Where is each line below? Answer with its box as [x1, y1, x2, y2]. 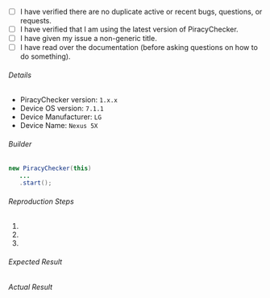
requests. [19, 16, 52, 26]
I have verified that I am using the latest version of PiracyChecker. [19, 24, 239, 35]
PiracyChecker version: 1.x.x [19, 95, 118, 105]
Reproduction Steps [8, 197, 74, 206]
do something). [19, 52, 71, 61]
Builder [8, 139, 32, 149]
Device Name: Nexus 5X [19, 121, 98, 130]
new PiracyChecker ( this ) [8, 164, 92, 172]
